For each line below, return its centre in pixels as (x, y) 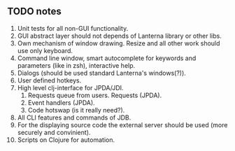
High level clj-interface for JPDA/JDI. (70, 87)
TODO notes (34, 12)
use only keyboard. (45, 50)
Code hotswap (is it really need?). (76, 110)
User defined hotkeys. (49, 80)
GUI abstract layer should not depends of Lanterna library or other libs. (119, 36)
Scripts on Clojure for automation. (66, 140)
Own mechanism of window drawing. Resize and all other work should (119, 43)
